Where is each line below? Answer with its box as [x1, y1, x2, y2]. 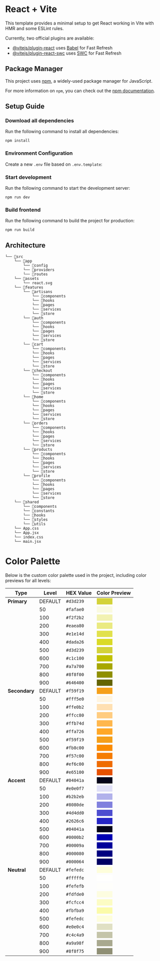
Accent [7, 777, 25, 784]
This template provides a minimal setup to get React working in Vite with [5, 20, 154, 26]
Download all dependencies [5, 117, 74, 124]
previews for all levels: [5, 577, 51, 584]
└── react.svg [23, 280, 52, 286]
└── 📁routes [23, 272, 48, 277]
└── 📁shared [14, 500, 39, 505]
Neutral [7, 866, 26, 873]
